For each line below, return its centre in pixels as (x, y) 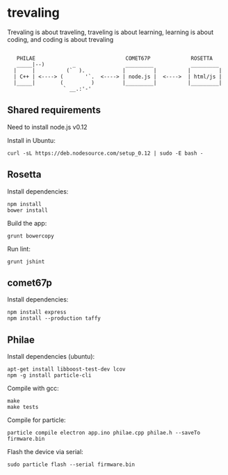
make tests (23, 407)
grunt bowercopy (31, 236)
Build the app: (27, 223)
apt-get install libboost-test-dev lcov (67, 369)
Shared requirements (54, 110)
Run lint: (19, 249)
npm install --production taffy (54, 318)
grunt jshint (26, 262)
